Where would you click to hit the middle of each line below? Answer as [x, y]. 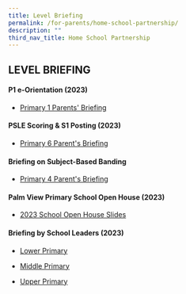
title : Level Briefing [46, 15]
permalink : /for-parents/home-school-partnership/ [93, 23]
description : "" [35, 30]
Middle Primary [44, 265]
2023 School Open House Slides [73, 215]
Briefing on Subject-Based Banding [67, 161]
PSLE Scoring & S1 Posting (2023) [65, 126]
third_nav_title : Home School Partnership [79, 38]
